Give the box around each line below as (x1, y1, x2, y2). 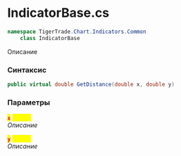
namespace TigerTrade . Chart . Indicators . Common (7, 28, 146, 35)
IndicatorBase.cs (7, 5, 110, 21)
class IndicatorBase (20, 34, 80, 41)
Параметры (7, 97, 51, 107)
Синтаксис (7, 65, 47, 74)
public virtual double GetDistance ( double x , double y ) (7, 81, 175, 88)
